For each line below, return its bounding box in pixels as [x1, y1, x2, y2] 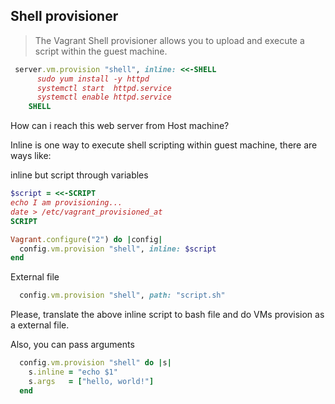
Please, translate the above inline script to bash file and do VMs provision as [10, 309, 325, 321]
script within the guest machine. [34, 45, 168, 57]
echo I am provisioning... [10, 198, 123, 208]
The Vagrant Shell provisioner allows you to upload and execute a [34, 34, 305, 46]
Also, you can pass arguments [10, 339, 135, 351]
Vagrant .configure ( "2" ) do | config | [10, 234, 163, 244]
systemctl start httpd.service [36, 83, 172, 93]
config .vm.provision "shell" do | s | [19, 358, 172, 368]
